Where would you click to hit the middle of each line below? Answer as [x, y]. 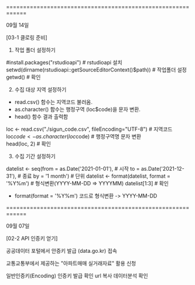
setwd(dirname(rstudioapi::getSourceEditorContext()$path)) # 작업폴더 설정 [97, 70]
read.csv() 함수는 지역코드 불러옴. [53, 102]
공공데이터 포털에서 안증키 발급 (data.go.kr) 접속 [61, 251]
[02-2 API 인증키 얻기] [32, 238]
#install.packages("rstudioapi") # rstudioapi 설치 [64, 62]
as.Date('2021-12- [162, 169]
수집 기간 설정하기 [35, 156]
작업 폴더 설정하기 [35, 50]
